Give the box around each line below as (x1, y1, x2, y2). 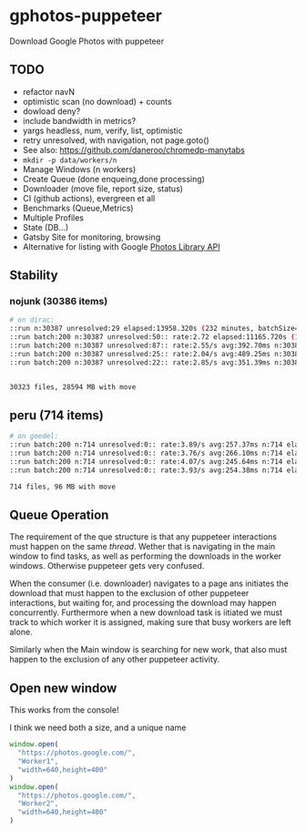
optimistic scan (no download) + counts (22, 96, 172, 107)
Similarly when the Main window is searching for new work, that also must (9, 644, 288, 655)
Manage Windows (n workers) (22, 163, 137, 174)
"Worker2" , (17, 799, 59, 808)
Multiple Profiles (22, 211, 85, 223)
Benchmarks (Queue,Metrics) (22, 202, 134, 213)
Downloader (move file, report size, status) (22, 183, 184, 194)
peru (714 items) (9, 407, 105, 423)
